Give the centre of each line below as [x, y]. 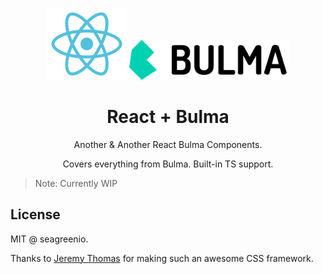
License [35, 214]
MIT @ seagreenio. [49, 239]
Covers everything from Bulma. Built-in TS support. [168, 164]
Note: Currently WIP [76, 183]
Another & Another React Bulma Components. [168, 144]
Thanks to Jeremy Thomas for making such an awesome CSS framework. [162, 258]
